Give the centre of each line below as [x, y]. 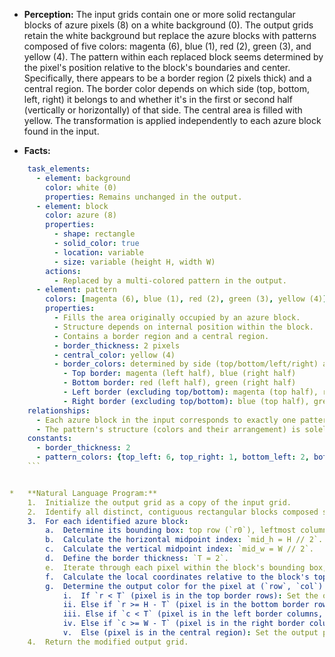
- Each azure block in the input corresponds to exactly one [166, 420]
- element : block [72, 206]
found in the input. [61, 131]
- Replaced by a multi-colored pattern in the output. [170, 280]
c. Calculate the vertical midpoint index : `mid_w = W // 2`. [179, 549]
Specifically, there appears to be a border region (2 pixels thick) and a [167, 78]
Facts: [37, 150]
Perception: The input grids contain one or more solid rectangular [159, 14]
